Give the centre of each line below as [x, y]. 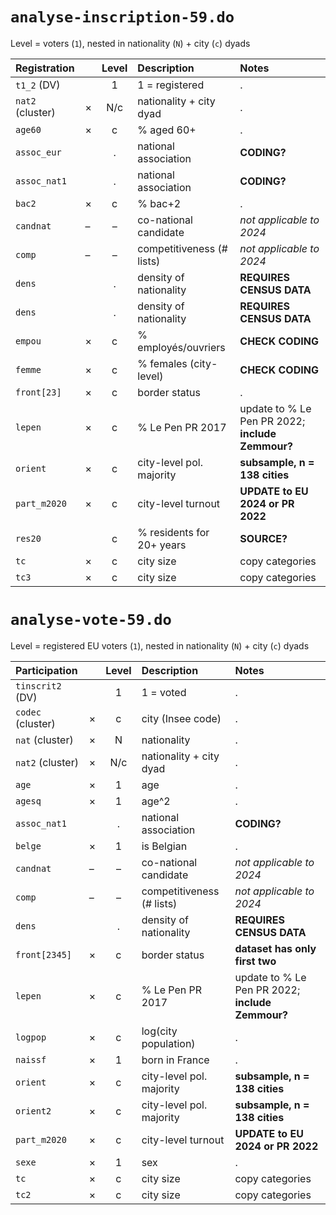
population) [168, 1043]
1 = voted [164, 692]
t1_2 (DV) [38, 85]
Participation [46, 670]
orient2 [33, 1111]
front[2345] [44, 954]
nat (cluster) [44, 740]
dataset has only [275, 948]
